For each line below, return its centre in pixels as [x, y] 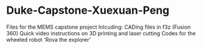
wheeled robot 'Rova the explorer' [49, 39]
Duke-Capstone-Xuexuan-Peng [88, 10]
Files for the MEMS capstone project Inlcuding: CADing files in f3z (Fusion [99, 27]
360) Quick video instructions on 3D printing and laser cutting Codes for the [101, 33]
